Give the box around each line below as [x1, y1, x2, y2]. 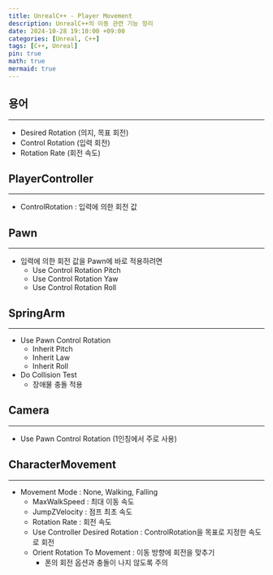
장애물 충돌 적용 [32, 379, 83, 389]
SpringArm [8, 306, 66, 320]
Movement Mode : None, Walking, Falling [19, 486, 158, 496]
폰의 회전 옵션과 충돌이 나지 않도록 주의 [44, 557, 168, 567]
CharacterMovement [8, 458, 116, 472]
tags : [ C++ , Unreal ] [8, 42, 79, 50]
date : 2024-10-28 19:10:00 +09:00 [8, 27, 126, 35]
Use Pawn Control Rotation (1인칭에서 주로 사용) [19, 434, 177, 443]
